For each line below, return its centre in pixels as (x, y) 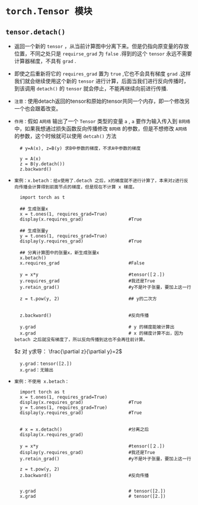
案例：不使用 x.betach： (41, 381)
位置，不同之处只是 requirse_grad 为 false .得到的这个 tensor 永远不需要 (103, 53)
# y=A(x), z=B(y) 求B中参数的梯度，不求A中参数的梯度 (80, 149)
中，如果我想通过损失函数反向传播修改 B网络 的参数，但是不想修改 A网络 (100, 129)
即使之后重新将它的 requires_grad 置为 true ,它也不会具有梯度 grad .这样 (102, 74)
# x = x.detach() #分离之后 (84, 430)
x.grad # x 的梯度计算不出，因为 (102, 333)
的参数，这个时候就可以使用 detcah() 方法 (65, 136)
